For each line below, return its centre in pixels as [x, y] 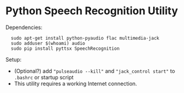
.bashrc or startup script [44, 77]
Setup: [14, 59]
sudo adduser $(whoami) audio [48, 43]
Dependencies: [24, 27]
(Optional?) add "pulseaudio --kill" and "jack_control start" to [94, 71]
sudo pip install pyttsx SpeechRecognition [65, 49]
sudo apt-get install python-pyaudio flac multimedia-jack [85, 38]
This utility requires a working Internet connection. [75, 84]
